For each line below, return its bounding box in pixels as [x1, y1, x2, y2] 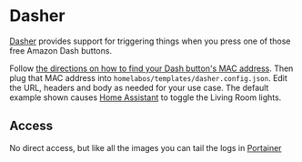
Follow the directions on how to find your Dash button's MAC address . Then [9, 63, 294, 74]
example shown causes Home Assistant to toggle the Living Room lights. [9, 92, 282, 103]
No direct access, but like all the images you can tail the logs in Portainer [9, 142, 282, 153]
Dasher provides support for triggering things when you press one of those [9, 35, 291, 46]
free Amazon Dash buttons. [9, 45, 112, 56]
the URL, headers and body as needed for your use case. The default [9, 82, 269, 93]
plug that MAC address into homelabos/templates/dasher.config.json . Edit [9, 72, 288, 83]
